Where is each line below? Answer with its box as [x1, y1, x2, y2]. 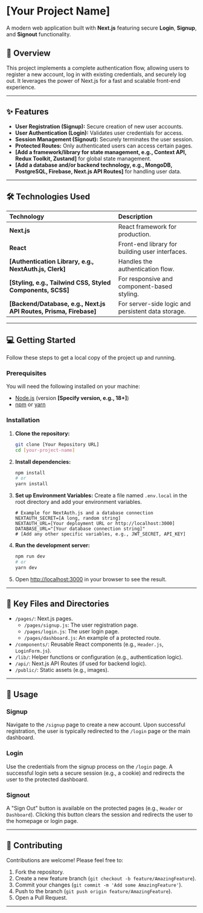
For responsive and [118, 275, 173, 283]
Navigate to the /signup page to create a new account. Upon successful [6, 721, 185, 729]
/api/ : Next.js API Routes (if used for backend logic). [14, 660, 147, 667]
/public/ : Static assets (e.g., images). [14, 666, 109, 673]
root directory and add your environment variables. [14, 498, 142, 506]
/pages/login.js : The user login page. [24, 627, 120, 635]
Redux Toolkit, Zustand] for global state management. [14, 155, 152, 162]
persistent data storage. [118, 307, 186, 315]
